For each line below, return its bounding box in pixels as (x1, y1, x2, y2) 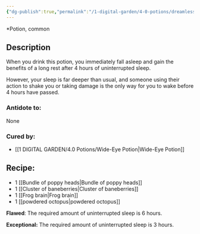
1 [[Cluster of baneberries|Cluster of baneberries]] (14, 185, 139, 192)
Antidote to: (6, 104, 42, 112)
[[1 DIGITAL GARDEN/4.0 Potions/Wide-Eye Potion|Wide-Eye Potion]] (14, 146, 185, 153)
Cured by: (6, 132, 36, 140)
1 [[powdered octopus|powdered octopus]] (14, 198, 121, 205)
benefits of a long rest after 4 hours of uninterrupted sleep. (6, 64, 151, 72)
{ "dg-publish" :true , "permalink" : (6, 8, 89, 15)
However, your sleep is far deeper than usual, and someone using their (6, 76, 180, 84)
